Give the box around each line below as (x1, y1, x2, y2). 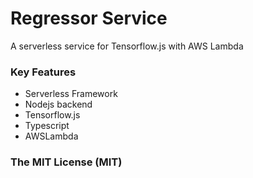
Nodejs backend (24, 98, 93, 111)
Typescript (24, 120, 70, 132)
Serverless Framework (24, 88, 118, 100)
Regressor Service (10, 7, 168, 30)
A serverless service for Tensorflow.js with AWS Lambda (10, 40, 244, 52)
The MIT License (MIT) (10, 155, 123, 169)
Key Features (10, 65, 77, 79)
